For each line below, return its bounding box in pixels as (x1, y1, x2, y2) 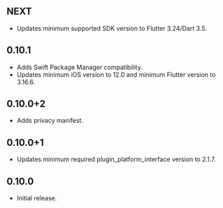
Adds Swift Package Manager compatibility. (16, 63, 143, 71)
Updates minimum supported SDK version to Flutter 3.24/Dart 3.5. (16, 24, 207, 32)
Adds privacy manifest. (16, 117, 84, 125)
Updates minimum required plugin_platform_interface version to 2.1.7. (16, 155, 216, 163)
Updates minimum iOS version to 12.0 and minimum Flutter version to (16, 70, 216, 79)
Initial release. (16, 194, 57, 202)
